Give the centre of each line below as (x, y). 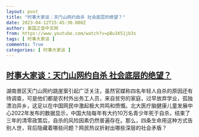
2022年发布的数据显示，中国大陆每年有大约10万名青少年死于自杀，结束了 (101, 113)
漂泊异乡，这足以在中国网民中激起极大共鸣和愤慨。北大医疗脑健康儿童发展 (97, 105)
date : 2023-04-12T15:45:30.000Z (46, 22)
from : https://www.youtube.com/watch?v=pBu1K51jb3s (71, 34)
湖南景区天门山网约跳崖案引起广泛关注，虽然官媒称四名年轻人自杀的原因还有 (99, 91)
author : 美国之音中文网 (32, 28)
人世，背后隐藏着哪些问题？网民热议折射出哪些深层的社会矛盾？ (89, 128)
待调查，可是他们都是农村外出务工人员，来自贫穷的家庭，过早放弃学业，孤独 (99, 98)
